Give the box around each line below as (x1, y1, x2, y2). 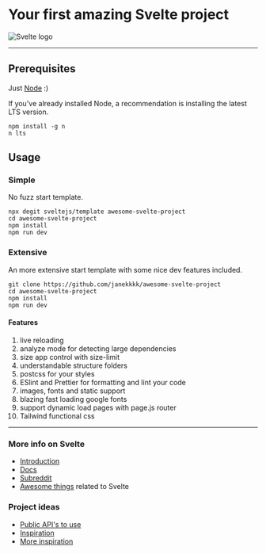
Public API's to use (19, 519, 82, 529)
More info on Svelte (8, 438, 85, 449)
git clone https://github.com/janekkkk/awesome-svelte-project (8, 280, 222, 288)
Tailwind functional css (19, 411, 95, 421)
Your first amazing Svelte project (8, 6, 230, 24)
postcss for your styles (19, 369, 95, 378)
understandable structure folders (19, 361, 128, 370)
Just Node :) (8, 83, 49, 93)
